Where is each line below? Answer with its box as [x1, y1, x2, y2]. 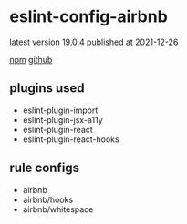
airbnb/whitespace [22, 203, 94, 215]
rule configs [9, 160, 80, 176]
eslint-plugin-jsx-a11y [22, 114, 103, 125]
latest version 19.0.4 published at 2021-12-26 [9, 36, 179, 47]
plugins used [9, 80, 85, 97]
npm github [9, 54, 53, 65]
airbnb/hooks [22, 194, 74, 205]
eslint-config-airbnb [9, 6, 169, 27]
